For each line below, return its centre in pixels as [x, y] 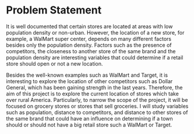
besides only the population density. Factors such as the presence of [89, 45]
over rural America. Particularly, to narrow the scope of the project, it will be [97, 99]
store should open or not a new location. [54, 63]
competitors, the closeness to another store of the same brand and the [91, 51]
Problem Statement [54, 10]
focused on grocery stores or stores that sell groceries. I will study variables [97, 106]
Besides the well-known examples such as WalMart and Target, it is [87, 75]
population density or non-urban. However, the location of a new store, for [95, 32]
